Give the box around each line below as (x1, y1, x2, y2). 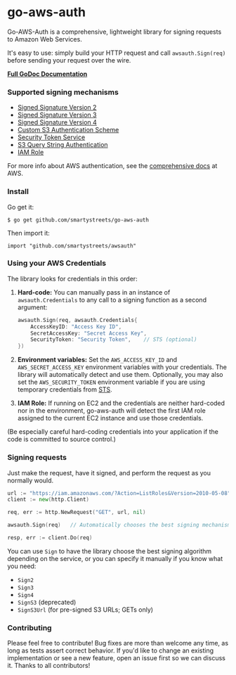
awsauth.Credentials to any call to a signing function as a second (17, 295, 207, 304)
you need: (7, 562, 37, 570)
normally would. (7, 476, 54, 484)
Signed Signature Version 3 (17, 110, 97, 120)
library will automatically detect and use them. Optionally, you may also (17, 371, 223, 379)
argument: (17, 303, 48, 311)
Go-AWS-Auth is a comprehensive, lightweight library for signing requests (7, 27, 222, 36)
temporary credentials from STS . (17, 385, 112, 394)
